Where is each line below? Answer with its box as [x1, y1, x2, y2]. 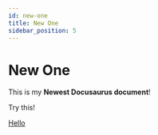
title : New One [8, 19, 59, 27]
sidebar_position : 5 [8, 26, 77, 34]
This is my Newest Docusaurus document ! [8, 87, 152, 97]
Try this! [8, 103, 36, 113]
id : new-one [8, 11, 48, 20]
